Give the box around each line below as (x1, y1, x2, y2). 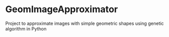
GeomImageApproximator (5, 4, 118, 15)
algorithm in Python (5, 25, 47, 31)
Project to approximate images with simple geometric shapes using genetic (5, 20, 164, 26)
